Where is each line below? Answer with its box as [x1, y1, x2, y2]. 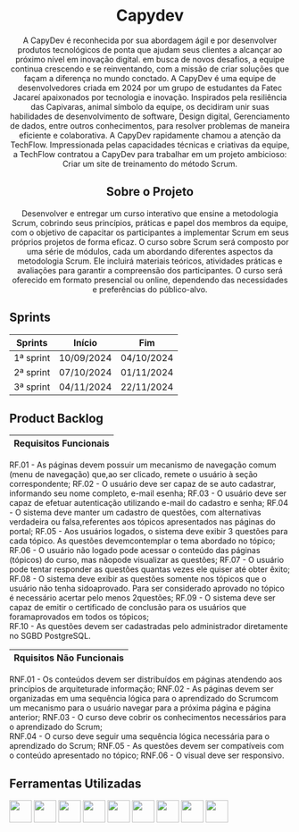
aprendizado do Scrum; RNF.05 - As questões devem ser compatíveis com [9, 741, 284, 752]
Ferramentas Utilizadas [9, 776, 142, 791]
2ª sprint [13, 366, 51, 378]
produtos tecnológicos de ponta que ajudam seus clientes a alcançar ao [17, 44, 283, 55]
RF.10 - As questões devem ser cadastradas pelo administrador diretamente [9, 621, 288, 632]
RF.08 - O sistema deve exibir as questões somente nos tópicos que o [9, 574, 267, 584]
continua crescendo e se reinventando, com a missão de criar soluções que [10, 63, 290, 74]
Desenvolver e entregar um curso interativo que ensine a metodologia [21, 207, 278, 219]
